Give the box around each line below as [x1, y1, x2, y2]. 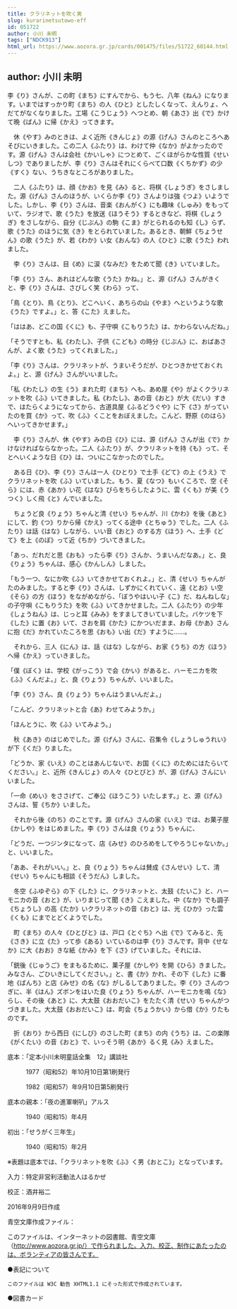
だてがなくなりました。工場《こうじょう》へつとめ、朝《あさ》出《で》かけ [7, 109, 230, 117]
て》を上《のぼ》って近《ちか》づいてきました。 [7, 536, 150, 544]
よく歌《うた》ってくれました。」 [25, 346, 121, 354]
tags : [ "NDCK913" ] [7, 37, 61, 44]
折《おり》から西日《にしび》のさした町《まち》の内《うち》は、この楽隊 [13, 1028, 230, 1037]
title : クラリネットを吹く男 [7, 10, 83, 18]
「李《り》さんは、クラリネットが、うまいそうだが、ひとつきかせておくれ [7, 361, 224, 369]
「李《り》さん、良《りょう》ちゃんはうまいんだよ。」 [7, 689, 165, 699]
